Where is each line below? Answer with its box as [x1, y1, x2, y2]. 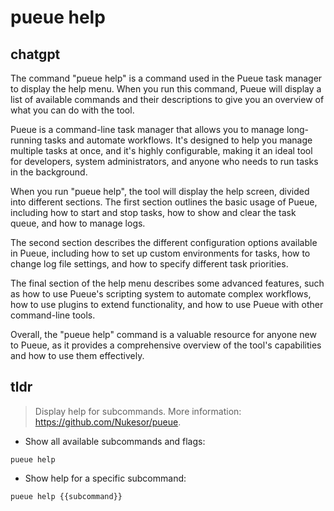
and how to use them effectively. [10, 350, 145, 361]
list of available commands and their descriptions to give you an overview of [10, 94, 325, 105]
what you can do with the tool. [10, 104, 135, 116]
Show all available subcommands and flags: [24, 435, 206, 447]
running [10, 134, 43, 146]
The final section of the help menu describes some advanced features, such [10, 277, 325, 289]
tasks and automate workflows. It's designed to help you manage [44, 134, 313, 146]
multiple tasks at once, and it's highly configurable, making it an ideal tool [10, 145, 313, 156]
